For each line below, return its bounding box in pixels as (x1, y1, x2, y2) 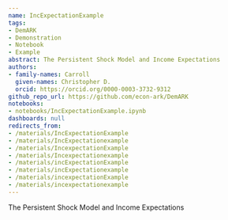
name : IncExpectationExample (8, 11, 104, 20)
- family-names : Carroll (8, 70, 90, 78)
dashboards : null (8, 115, 65, 123)
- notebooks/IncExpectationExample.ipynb (8, 108, 147, 116)
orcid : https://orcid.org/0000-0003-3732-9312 (15, 85, 171, 93)
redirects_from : (8, 122, 62, 130)
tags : (8, 19, 26, 27)
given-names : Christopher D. (15, 78, 111, 85)
